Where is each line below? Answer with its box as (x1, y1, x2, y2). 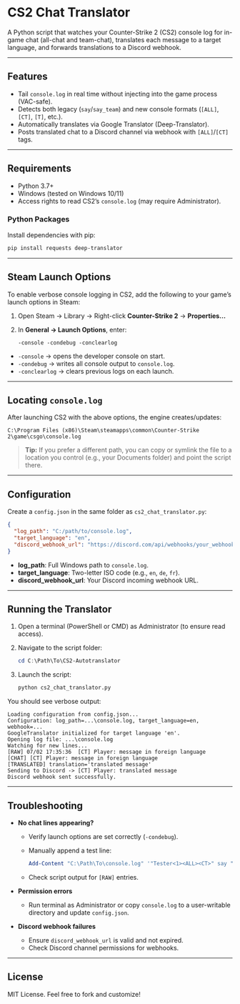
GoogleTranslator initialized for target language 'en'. (7, 730, 181, 737)
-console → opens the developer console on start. (17, 352, 166, 360)
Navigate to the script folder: (17, 644, 102, 652)
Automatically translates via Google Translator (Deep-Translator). (17, 119, 209, 129)
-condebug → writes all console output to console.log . (17, 359, 175, 368)
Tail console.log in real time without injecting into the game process (17, 89, 218, 98)
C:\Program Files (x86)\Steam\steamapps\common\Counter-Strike (7, 427, 200, 434)
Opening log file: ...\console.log (7, 736, 114, 743)
